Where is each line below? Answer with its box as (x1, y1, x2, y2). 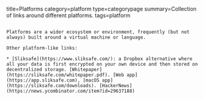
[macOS (82, 77, 100, 83)
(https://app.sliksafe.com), (6, 77, 81, 83)
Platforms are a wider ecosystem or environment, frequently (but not (6, 29, 190, 35)
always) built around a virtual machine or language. (6, 34, 147, 40)
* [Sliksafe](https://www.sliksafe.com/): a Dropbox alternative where (6, 56, 192, 62)
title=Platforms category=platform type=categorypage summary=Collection (6, 6, 197, 12)
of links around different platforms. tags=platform (6, 12, 131, 19)
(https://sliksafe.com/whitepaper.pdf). (6, 72, 111, 78)
